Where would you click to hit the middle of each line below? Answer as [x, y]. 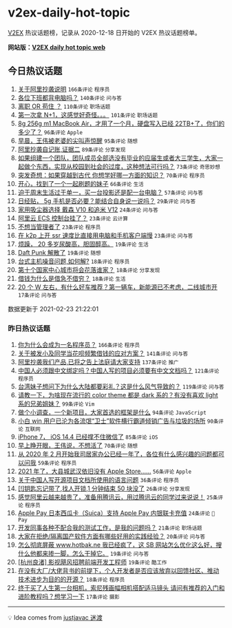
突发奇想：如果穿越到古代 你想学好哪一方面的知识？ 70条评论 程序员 [111, 175]
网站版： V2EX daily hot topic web [57, 47]
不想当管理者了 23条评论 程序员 [59, 227]
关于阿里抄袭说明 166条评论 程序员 [64, 89]
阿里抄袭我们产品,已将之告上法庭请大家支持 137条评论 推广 [98, 362]
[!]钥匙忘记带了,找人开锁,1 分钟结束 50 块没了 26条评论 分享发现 [104, 489]
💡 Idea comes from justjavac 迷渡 [55, 618]
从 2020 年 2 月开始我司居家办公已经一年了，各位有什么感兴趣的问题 [115, 454]
